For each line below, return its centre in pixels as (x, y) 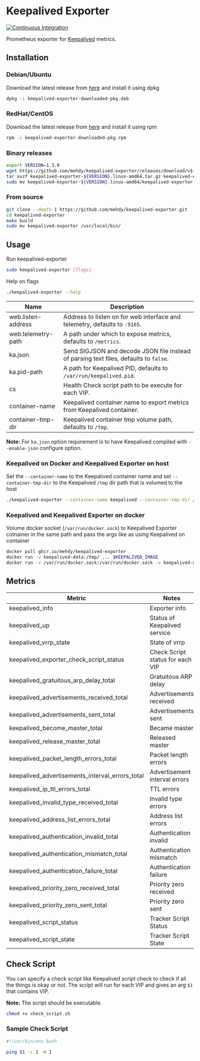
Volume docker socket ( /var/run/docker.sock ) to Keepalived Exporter (92, 528)
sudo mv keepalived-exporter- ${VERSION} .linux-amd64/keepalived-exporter (100, 182)
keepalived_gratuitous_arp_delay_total (62, 680)
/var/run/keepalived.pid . (99, 375)
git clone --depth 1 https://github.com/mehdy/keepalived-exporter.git (97, 210)
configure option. (61, 448)
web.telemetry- (31, 333)
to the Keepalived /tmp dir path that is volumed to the (118, 483)
